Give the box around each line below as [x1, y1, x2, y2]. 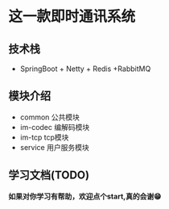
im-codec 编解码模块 [19, 122, 90, 132]
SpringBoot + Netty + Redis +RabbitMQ [19, 64, 151, 73]
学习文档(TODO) [8, 169, 90, 182]
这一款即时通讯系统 [8, 7, 136, 26]
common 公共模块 [19, 112, 80, 122]
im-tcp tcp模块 [19, 132, 69, 142]
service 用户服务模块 [19, 142, 90, 152]
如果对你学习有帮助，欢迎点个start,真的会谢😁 [8, 191, 162, 201]
